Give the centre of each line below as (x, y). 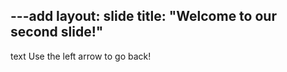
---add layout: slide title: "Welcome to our (143, 16)
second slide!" (57, 32)
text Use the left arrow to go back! (81, 56)
